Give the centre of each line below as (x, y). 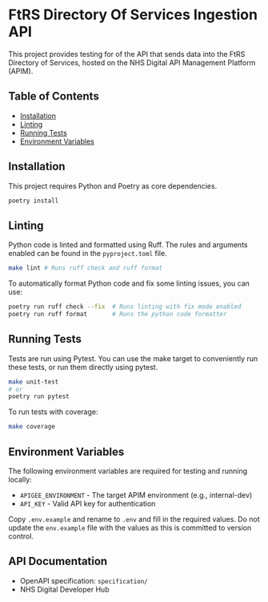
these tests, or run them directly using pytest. (83, 367)
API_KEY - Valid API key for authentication (88, 504)
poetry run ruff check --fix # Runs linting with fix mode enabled (125, 307)
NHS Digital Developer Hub (64, 589)
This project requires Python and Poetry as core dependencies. (113, 185)
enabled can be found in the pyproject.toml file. (88, 254)
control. (21, 536)
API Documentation (58, 561)
